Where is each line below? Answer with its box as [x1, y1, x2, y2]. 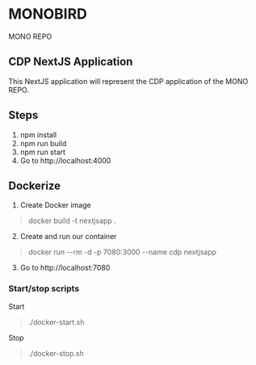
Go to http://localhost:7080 [19, 263, 111, 273]
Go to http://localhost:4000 [19, 155, 111, 166]
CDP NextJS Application [8, 55, 133, 69]
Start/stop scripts [8, 283, 80, 295]
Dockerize [8, 178, 61, 192]
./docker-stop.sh [27, 348, 85, 358]
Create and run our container [19, 232, 117, 241]
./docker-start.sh [27, 317, 85, 327]
